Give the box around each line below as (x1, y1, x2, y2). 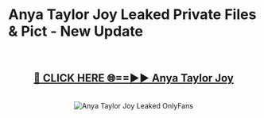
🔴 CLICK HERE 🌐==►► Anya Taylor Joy (33, 71, 235, 85)
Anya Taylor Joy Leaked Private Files (8, 6, 257, 24)
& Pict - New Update (8, 22, 144, 40)
